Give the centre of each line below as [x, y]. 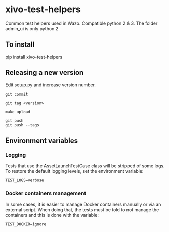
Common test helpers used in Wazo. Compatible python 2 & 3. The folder [81, 23]
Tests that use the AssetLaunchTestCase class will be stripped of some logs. [85, 166]
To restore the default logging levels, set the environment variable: [74, 171]
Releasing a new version [45, 73]
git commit [17, 94]
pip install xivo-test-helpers [34, 57]
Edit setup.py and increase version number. [51, 85]
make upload [18, 112]
